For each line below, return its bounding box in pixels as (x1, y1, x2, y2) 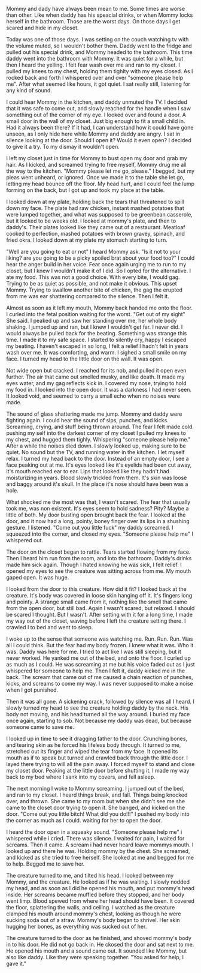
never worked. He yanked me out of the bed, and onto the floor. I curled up (6, 654, 191, 662)
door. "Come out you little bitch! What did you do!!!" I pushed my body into (6, 810, 190, 818)
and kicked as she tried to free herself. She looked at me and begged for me (6, 854, 194, 861)
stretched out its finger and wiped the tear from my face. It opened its (6, 748, 178, 755)
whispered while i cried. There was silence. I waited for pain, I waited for (6, 835, 185, 842)
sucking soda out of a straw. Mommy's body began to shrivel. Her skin (6, 917, 181, 923)
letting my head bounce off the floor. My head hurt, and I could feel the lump (6, 180, 195, 187)
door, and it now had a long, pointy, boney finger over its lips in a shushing (6, 518, 190, 524)
